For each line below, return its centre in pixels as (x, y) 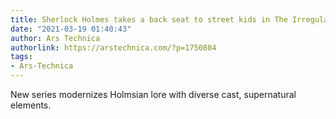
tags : (21, 57)
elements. (31, 105)
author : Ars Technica (55, 38)
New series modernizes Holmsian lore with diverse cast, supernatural (153, 94)
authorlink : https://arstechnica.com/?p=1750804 (113, 47)
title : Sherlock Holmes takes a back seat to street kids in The (149, 19)
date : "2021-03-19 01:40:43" (71, 29)
